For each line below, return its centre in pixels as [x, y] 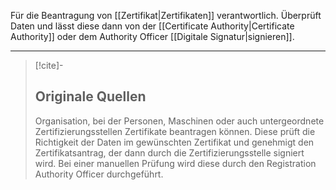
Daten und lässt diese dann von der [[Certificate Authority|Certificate [152, 26]
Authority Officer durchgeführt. [99, 174]
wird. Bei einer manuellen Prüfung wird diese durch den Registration [175, 163]
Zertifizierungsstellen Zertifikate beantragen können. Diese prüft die [175, 131]
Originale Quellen [90, 96]
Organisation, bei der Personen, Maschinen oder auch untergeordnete [179, 121]
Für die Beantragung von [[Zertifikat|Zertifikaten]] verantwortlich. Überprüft [166, 15]
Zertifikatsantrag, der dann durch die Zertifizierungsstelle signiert [169, 152]
